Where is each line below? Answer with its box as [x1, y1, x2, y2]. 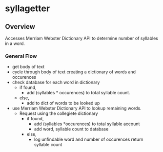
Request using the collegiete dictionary [19, 110, 99, 116]
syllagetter [5, 3, 50, 14]
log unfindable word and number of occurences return [34, 136, 143, 142]
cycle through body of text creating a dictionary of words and [12, 69, 136, 75]
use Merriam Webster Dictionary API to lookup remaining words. [12, 106, 142, 111]
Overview [5, 22, 36, 31]
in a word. [5, 41, 25, 46]
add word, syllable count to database [34, 126, 109, 132]
